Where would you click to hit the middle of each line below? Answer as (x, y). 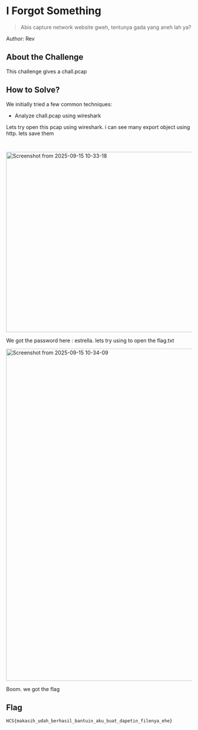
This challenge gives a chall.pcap (47, 71)
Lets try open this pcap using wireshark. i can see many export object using (98, 127)
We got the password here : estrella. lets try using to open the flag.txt (90, 340)
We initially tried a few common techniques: (59, 104)
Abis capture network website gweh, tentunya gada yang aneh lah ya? (106, 27)
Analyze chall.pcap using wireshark (58, 116)
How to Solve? (33, 90)
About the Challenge (45, 57)
